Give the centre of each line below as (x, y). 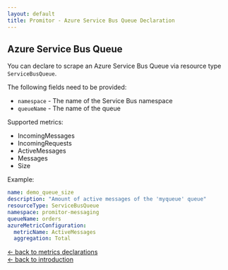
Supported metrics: (35, 122)
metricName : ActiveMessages (55, 232)
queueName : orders (34, 219)
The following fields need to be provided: (67, 87)
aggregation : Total (42, 239)
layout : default (31, 14)
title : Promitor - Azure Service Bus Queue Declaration (91, 20)
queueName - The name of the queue (69, 108)
